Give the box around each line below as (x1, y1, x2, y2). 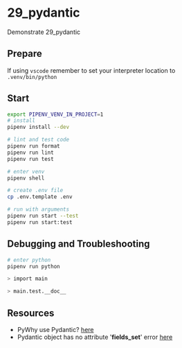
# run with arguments (7, 206, 70, 213)
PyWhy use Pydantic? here (17, 325, 94, 333)
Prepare (7, 48, 43, 60)
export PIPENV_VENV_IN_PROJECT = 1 (7, 111, 104, 118)
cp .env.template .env (7, 193, 73, 200)
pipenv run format (7, 143, 60, 150)
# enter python (7, 256, 51, 263)
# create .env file (7, 187, 64, 194)
